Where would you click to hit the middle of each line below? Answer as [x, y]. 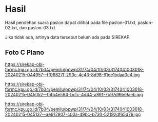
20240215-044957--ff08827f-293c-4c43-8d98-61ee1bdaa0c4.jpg [72, 75]
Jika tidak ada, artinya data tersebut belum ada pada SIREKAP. [68, 37]
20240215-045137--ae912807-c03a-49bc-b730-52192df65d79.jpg [73, 114]
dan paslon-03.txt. [38, 27]
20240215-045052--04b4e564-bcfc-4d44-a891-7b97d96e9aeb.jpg [74, 94]
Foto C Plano [25, 52]
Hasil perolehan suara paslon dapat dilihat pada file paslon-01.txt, [71, 22]
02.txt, [12, 27]
